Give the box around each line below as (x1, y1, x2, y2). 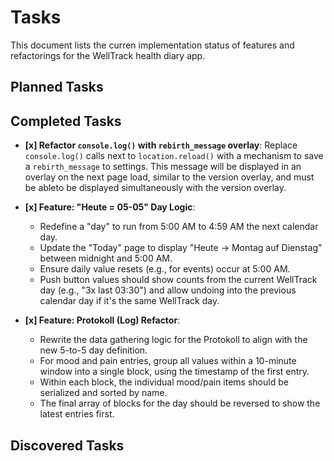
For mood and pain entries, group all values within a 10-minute (39, 355, 297, 367)
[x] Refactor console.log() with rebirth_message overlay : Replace (24, 139, 298, 151)
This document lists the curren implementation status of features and (10, 39, 295, 51)
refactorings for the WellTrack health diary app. (10, 49, 206, 61)
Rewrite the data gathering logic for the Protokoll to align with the (39, 334, 308, 346)
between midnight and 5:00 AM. (39, 252, 173, 265)
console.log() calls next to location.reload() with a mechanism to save (24, 150, 324, 162)
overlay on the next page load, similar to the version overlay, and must (24, 171, 315, 183)
